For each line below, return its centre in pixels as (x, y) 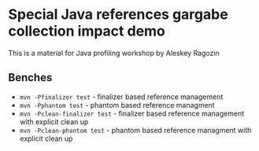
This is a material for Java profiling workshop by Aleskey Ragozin (114, 53)
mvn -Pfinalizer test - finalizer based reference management (121, 97)
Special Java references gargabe (118, 15)
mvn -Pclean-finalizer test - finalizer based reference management (132, 113)
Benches (30, 77)
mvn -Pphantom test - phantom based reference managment (117, 105)
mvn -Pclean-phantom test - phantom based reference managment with (135, 130)
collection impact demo (87, 31)
